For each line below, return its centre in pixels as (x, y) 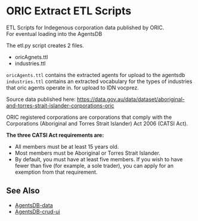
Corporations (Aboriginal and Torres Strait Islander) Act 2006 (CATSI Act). (97, 123)
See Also (23, 191)
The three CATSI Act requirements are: (55, 135)
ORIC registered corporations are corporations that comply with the (89, 117)
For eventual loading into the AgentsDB (54, 33)
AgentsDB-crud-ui (38, 211)
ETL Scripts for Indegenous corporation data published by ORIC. (85, 27)
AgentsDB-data (34, 205)
